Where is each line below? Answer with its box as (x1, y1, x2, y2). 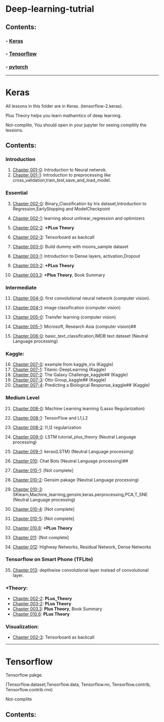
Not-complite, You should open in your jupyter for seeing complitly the (5, 122, 146, 128)
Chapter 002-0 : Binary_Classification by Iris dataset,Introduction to (12, 201, 146, 206)
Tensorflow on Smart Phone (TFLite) (5, 556, 93, 563)
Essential (5, 189, 28, 196)
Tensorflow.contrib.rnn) (5, 687, 53, 693)
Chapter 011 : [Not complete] (12, 534, 69, 540)
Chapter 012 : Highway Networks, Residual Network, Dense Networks (12, 544, 151, 550)
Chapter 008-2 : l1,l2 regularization (12, 424, 82, 430)
